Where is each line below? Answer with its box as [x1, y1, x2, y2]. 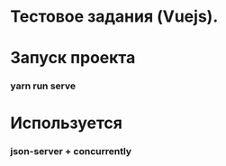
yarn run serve [10, 79, 77, 92]
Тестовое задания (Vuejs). [10, 6, 219, 27]
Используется [10, 113, 122, 134]
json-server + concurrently [10, 145, 132, 158]
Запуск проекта [10, 48, 136, 69]
